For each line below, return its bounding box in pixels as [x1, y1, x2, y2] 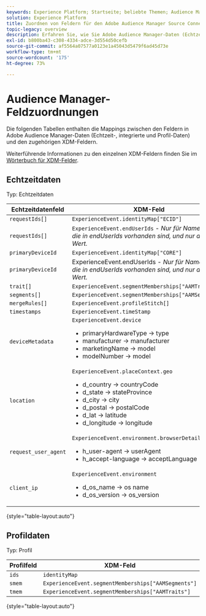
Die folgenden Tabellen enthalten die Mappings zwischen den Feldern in [6, 125, 189, 132]
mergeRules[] [9, 300, 48, 307]
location [9, 397, 35, 405]
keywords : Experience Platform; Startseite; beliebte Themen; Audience [6, 9, 193, 15]
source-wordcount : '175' [6, 55, 70, 61]
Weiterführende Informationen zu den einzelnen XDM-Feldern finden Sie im [6, 150, 197, 158]
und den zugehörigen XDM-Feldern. [6, 139, 98, 146]
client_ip [9, 485, 38, 492]
